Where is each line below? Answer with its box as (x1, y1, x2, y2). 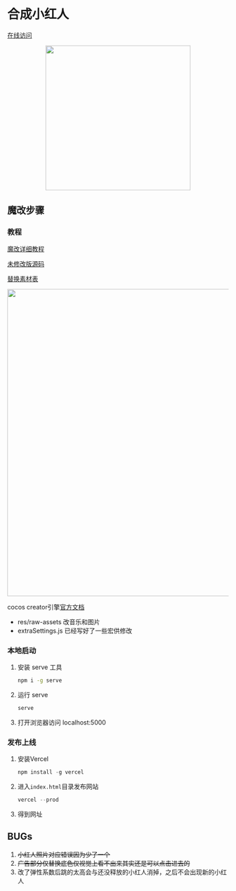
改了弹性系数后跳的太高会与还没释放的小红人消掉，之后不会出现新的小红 (17, 868, 227, 876)
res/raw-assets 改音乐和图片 (17, 617, 100, 626)
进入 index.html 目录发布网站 (17, 782, 99, 791)
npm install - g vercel (17, 768, 84, 776)
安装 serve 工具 (17, 663, 63, 671)
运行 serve (17, 690, 48, 699)
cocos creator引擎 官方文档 (7, 602, 85, 611)
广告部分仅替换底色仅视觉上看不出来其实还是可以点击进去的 (17, 859, 190, 867)
